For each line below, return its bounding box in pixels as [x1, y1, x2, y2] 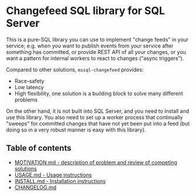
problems [14, 96, 38, 103]
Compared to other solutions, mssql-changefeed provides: [6, 66, 144, 73]
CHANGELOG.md [14, 184, 57, 191]
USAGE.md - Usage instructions [14, 171, 92, 178]
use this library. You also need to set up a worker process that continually [6, 113, 183, 121]
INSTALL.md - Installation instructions [14, 177, 106, 184]
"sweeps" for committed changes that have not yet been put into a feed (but [6, 120, 190, 127]
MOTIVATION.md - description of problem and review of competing [14, 158, 177, 165]
